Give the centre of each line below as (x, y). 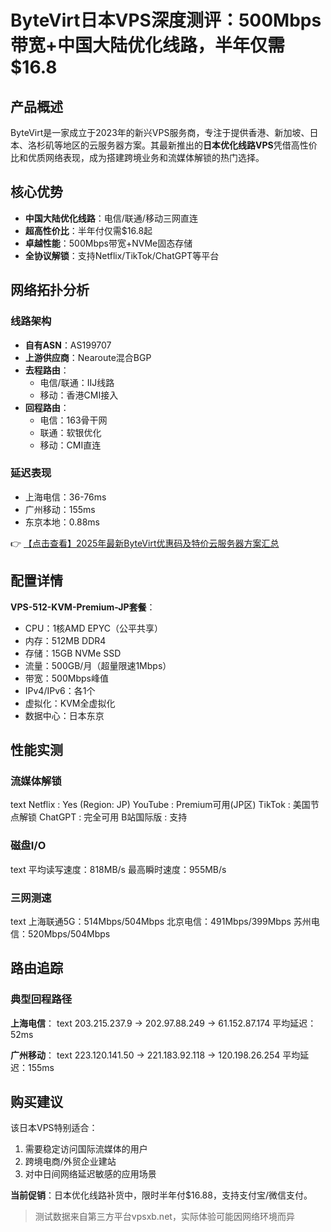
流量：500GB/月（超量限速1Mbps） (98, 665)
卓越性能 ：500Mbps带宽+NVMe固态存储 (108, 243)
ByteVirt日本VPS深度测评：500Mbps (166, 20)
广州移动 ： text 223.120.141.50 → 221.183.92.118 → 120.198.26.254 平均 (155, 1055)
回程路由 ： (47, 407)
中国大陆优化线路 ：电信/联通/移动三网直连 (111, 218)
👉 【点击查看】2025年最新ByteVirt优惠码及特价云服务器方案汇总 (145, 543)
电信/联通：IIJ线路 (77, 382)
